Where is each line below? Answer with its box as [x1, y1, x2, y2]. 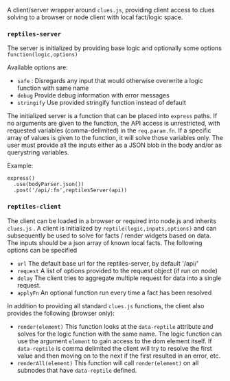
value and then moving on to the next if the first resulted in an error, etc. [16, 351, 221, 360]
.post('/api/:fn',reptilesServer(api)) [13, 187, 128, 194]
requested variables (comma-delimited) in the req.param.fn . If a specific [7, 126, 211, 135]
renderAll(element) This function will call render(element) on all [16, 358, 199, 367]
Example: [7, 161, 34, 170]
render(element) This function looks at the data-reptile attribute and [16, 322, 214, 330]
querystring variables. [7, 148, 69, 157]
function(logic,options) [7, 51, 78, 58]
